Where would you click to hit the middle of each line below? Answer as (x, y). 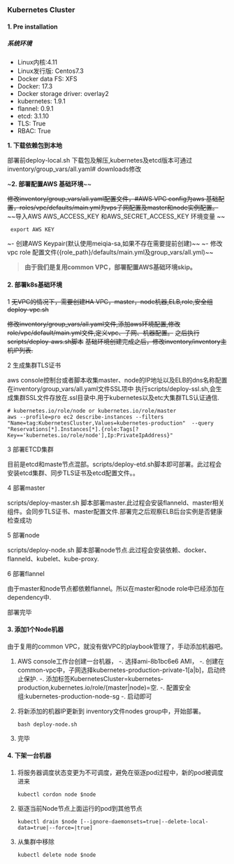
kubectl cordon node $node (57, 795)
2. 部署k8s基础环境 (35, 284)
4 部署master (26, 488)
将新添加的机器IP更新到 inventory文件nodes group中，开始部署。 (111, 711)
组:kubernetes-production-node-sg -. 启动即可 (85, 696)
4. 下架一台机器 (29, 755)
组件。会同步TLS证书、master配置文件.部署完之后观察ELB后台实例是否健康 (115, 511)
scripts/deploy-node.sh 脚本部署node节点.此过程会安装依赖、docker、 (109, 550)
